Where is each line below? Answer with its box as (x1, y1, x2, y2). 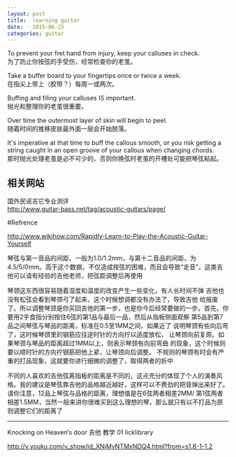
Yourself (7, 239, 32, 248)
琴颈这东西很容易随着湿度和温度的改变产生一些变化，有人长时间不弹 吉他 (7, 286, 218, 295)
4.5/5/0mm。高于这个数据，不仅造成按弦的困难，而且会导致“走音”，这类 (7, 263, 217, 271)
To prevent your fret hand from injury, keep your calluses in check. (7, 49, 200, 58)
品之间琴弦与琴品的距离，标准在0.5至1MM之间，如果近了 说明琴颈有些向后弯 (7, 322, 229, 330)
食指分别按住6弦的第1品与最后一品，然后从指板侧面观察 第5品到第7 (29, 313, 223, 322)
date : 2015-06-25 (7, 23, 65, 30)
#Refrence (7, 218, 38, 227)
